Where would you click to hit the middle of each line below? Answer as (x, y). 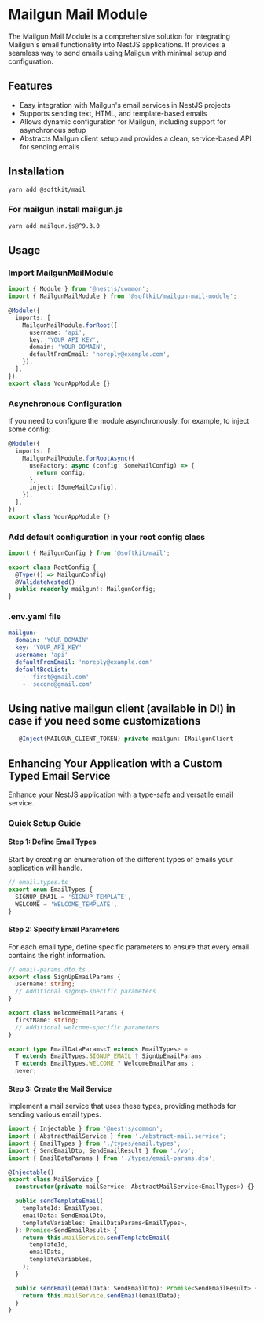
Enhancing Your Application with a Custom (115, 763)
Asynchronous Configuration (65, 404)
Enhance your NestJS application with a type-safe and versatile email (121, 794)
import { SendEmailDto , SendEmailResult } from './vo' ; (101, 1150)
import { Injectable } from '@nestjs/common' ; (86, 1129)
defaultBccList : (42, 670)
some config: (29, 429)
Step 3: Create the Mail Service (60, 1088)
